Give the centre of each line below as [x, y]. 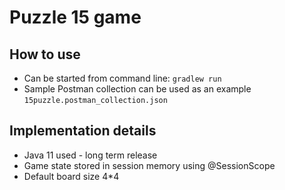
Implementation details [83, 131]
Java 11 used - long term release [90, 155]
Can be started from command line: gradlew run [122, 78]
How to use [45, 54]
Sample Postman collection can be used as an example [137, 89]
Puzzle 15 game [75, 17]
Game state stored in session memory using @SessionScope [149, 165]
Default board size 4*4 [71, 176]
